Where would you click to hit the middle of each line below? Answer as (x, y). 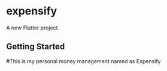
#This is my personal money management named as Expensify (83, 61)
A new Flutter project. (33, 28)
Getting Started (36, 47)
